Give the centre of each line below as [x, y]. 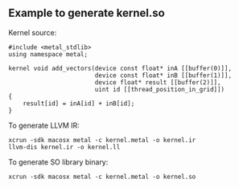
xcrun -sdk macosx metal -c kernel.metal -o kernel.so [102, 177]
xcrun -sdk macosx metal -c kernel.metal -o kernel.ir [102, 140]
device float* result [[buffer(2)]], [158, 82]
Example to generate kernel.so [87, 13]
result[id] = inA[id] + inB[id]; [79, 104]
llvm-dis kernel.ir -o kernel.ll [64, 147]
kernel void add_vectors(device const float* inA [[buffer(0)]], [120, 68]
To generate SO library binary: [58, 162]
